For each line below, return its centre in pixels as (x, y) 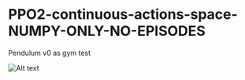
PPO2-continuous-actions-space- (123, 15)
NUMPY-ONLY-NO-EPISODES (107, 31)
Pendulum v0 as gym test (50, 53)
